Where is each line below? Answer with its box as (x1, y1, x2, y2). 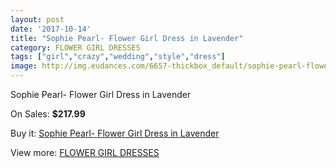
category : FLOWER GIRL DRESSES (10, 42, 141, 53)
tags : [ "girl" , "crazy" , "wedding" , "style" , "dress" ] (10, 52, 226, 62)
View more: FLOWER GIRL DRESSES (10, 147, 160, 158)
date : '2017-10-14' (10, 24, 92, 34)
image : (10, 61, 38, 71)
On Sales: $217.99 (10, 108, 86, 120)
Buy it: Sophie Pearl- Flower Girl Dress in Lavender (10, 127, 220, 139)
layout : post (10, 14, 65, 25)
